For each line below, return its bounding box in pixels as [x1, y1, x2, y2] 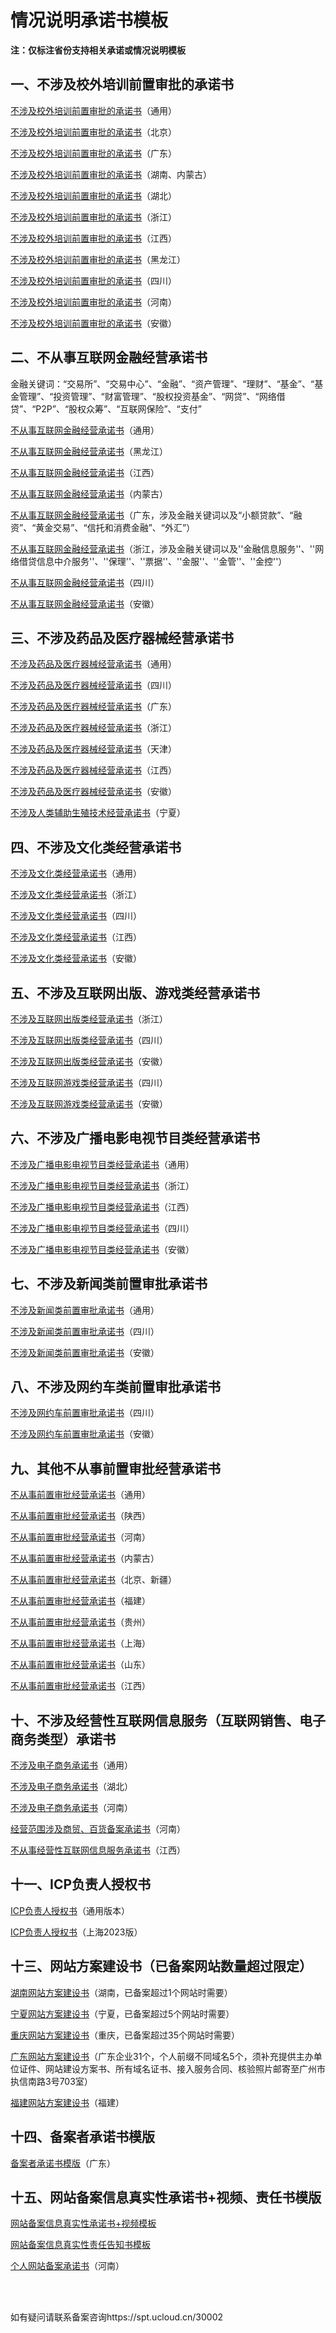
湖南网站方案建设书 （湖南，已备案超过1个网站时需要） [10, 1986, 233, 1998]
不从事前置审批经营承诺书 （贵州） [10, 1616, 151, 1628]
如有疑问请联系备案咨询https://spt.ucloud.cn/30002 [10, 2311, 224, 2323]
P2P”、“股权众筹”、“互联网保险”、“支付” [35, 402, 202, 415]
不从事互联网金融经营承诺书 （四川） [10, 576, 160, 588]
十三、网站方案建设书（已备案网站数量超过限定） [10, 1958, 313, 1975]
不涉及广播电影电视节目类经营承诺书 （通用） [10, 1158, 195, 1170]
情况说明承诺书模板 [10, 9, 169, 32]
